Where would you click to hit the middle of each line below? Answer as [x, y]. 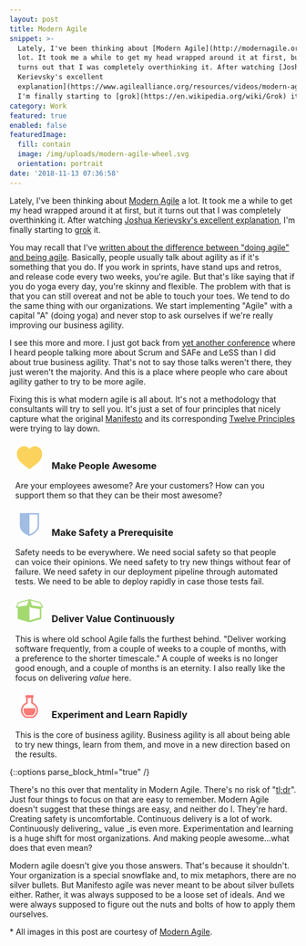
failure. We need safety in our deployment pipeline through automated [147, 572]
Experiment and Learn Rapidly [120, 715]
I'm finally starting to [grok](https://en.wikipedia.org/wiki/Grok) [152, 96]
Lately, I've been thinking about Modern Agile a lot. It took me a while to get [151, 200]
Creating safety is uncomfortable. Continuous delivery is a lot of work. [141, 818]
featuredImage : [38, 135]
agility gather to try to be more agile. [78, 381]
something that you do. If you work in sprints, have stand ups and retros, [146, 267]
